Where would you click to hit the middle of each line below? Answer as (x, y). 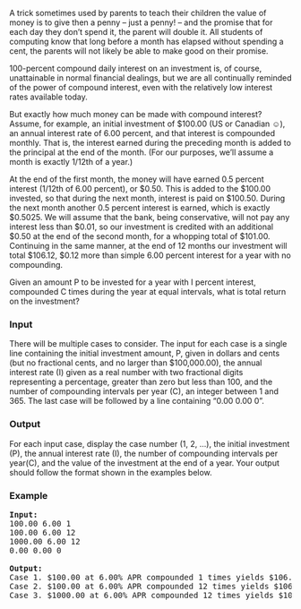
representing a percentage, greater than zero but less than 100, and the (141, 382)
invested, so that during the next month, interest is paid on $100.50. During (147, 198)
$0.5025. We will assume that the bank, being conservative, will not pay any (150, 217)
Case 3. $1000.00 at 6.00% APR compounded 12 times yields (142, 595)
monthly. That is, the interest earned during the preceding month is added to (150, 143)
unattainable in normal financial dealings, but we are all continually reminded (150, 78)
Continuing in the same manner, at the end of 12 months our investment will (148, 246)
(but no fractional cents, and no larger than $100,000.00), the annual (136, 363)
